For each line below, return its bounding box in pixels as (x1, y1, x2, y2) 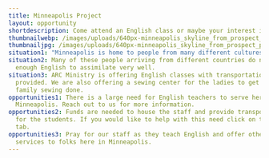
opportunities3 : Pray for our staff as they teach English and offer (8, 130, 246, 138)
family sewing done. (15, 85, 84, 94)
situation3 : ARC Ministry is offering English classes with (8, 71, 214, 79)
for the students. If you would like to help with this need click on (15, 116, 256, 124)
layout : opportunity (8, 19, 78, 27)
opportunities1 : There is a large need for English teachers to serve (8, 93, 249, 101)
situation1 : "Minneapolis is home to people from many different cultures (8, 49, 263, 57)
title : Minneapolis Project (8, 11, 102, 20)
